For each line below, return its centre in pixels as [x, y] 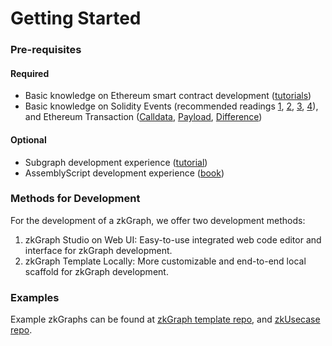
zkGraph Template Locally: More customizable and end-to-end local [165, 261]
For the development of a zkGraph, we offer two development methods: [158, 220]
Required [30, 73]
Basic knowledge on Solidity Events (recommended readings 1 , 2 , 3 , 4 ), [171, 106]
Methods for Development [75, 199]
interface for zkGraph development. [98, 250]
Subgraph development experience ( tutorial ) [116, 162]
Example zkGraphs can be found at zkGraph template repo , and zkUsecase [165, 319]
